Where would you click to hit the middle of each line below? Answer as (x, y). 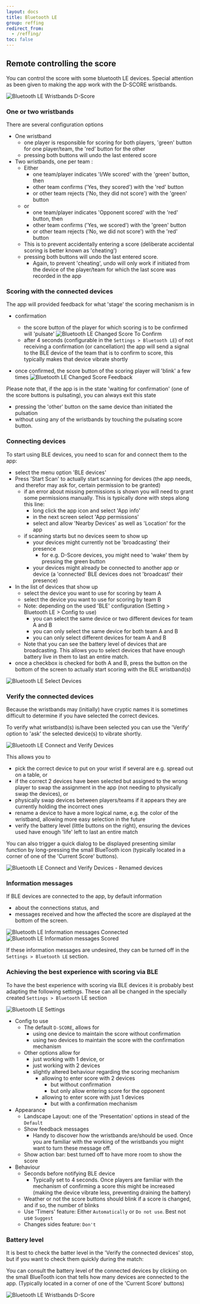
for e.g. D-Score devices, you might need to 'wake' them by (115, 555)
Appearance (30, 1110)
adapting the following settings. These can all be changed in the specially (96, 991)
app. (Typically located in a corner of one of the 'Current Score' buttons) (96, 1283)
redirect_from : (25, 28)
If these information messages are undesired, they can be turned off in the (98, 950)
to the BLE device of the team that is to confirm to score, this (98, 353)
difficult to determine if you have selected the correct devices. (83, 716)
